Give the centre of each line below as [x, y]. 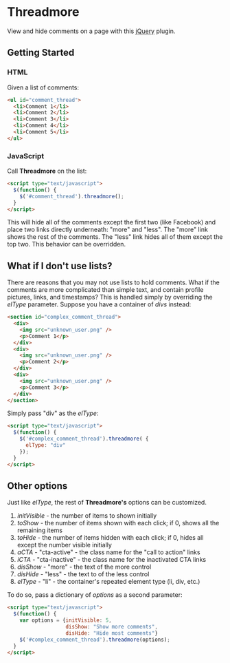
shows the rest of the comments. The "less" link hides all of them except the [115, 237]
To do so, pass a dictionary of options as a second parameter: [95, 595]
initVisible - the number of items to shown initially [87, 516]
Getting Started [41, 53]
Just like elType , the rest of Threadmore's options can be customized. [107, 503]
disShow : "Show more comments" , [112, 627]
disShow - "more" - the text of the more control [84, 567]
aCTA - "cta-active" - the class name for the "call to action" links [108, 552]
